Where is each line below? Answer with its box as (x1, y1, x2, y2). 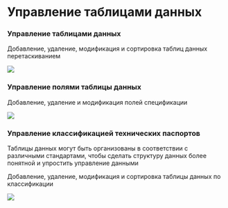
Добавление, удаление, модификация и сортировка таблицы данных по (7, 173, 221, 181)
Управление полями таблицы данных (7, 83, 142, 92)
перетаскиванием (7, 52, 61, 60)
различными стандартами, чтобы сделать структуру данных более (7, 152, 207, 160)
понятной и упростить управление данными (7, 159, 139, 167)
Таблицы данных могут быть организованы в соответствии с (7, 144, 188, 153)
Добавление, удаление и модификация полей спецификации (7, 98, 188, 106)
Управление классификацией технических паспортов (7, 128, 201, 138)
